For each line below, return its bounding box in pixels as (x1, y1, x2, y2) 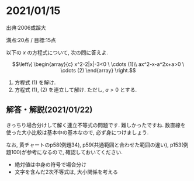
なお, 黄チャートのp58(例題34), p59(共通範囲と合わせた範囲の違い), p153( (6, 141, 183, 148)
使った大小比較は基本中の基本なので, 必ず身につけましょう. (6, 128, 149, 135)
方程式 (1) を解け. (14, 79, 56, 86)
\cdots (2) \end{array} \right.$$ (60, 67, 136, 74)
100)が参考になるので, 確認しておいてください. (11, 148, 123, 155)
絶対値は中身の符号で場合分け (14, 161, 86, 168)
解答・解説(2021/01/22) (6, 105, 93, 115)
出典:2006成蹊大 (6, 24, 46, 31)
